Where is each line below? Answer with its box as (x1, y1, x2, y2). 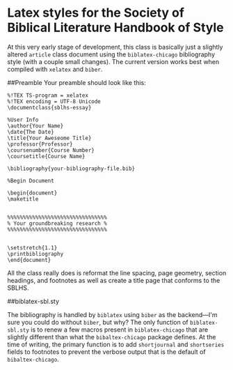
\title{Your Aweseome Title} (7, 134, 92, 141)
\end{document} (7, 256, 51, 263)
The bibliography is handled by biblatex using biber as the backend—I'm (7, 310, 218, 318)
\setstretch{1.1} (7, 244, 58, 252)
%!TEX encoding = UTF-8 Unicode (7, 98, 101, 105)
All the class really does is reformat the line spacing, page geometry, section (7, 268, 227, 277)
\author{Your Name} (7, 122, 64, 130)
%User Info (7, 116, 39, 123)
